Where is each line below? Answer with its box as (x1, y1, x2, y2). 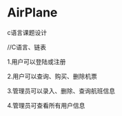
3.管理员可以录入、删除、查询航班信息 (7, 86, 116, 95)
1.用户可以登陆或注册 (7, 57, 66, 66)
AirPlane (7, 5, 58, 21)
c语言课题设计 (7, 28, 47, 36)
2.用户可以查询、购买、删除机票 (7, 72, 98, 80)
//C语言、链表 (7, 43, 47, 51)
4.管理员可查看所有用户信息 (7, 101, 85, 109)
